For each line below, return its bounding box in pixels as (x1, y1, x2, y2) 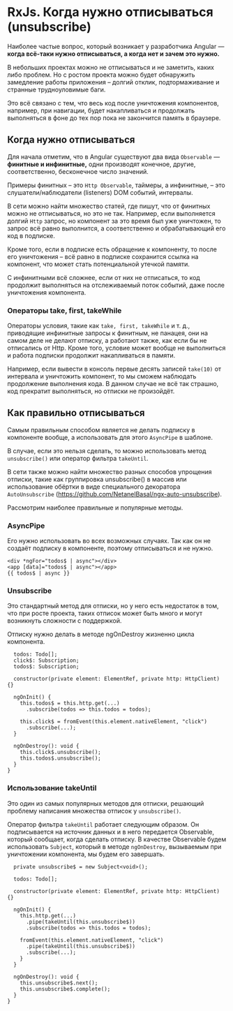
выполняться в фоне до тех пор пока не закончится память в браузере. (7, 113, 221, 122)
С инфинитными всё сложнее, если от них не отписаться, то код (7, 273, 200, 281)
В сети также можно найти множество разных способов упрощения (7, 467, 212, 475)
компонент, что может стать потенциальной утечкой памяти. (7, 260, 190, 268)
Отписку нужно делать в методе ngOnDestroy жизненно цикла (7, 630, 195, 639)
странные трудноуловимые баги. (7, 85, 106, 94)
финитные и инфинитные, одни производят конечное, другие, (7, 160, 196, 168)
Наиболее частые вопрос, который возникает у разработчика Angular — (7, 42, 225, 50)
